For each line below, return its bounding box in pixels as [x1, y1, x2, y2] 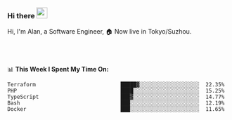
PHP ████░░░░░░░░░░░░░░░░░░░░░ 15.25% [7, 88, 225, 95]
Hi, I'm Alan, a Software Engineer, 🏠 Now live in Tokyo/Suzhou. [7, 27, 192, 36]
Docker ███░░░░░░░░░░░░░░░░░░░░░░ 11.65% [7, 106, 225, 113]
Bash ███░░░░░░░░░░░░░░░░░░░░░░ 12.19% [7, 100, 225, 107]
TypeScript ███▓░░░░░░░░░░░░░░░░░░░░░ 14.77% [7, 93, 225, 101]
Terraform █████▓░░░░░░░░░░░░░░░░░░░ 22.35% [7, 81, 225, 88]
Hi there [7, 11, 35, 20]
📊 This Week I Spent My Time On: [7, 65, 109, 74]
